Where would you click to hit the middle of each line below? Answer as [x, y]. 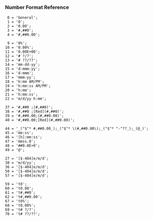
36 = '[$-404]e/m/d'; [27, 167]
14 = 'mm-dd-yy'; [23, 64]
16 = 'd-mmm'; [19, 73]
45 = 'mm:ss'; [19, 133]
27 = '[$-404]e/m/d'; [27, 158]
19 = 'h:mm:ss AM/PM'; [28, 86]
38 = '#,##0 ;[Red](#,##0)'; [34, 111]
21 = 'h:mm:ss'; [21, 94]
